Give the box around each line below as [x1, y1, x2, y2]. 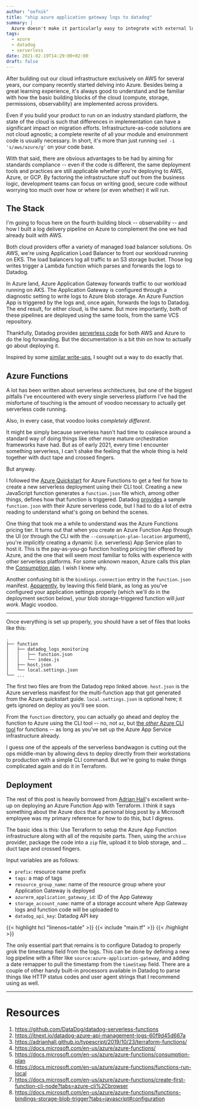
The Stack [6, 203, 44, 213]
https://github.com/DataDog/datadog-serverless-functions [14, 1025, 159, 1033]
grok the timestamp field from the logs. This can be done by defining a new [6, 948, 190, 955]
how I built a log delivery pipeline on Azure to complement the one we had [6, 225, 188, 232]
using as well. [6, 979, 40, 987]
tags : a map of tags [14, 874, 62, 882]
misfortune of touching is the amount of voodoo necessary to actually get [6, 399, 186, 407]
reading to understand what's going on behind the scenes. [6, 509, 149, 516]
